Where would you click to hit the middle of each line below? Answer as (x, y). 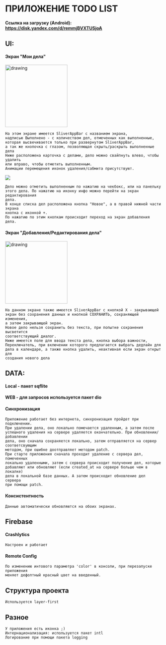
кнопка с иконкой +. (27, 213)
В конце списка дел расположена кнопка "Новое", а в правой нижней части (83, 204)
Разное (17, 617)
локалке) (14, 472)
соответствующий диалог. (31, 336)
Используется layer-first (32, 602)
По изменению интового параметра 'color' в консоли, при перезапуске (79, 567)
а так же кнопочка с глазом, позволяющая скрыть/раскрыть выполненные (80, 147)
